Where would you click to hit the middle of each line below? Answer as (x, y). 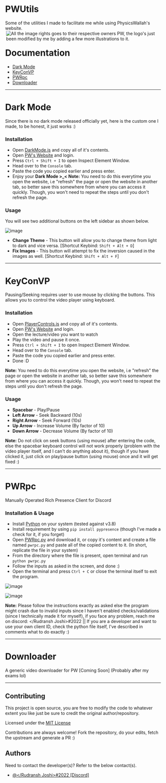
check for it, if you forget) (38, 535)
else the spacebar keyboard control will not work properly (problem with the (83, 446)
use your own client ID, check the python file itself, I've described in (74, 626)
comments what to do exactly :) (37, 632)
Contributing (25, 696)
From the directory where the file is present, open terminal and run (80, 555)
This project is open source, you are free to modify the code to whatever (79, 708)
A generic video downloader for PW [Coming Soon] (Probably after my (77, 670)
